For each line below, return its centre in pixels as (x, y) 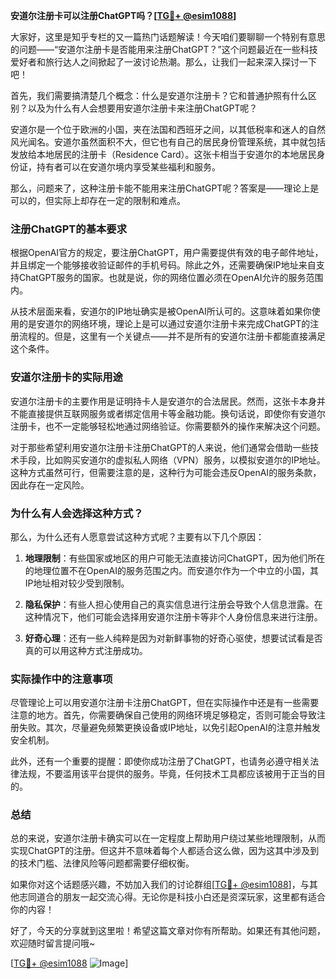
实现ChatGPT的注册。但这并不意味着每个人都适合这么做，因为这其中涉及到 (165, 851)
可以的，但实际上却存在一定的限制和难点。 (98, 200)
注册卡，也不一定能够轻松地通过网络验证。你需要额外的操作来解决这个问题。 (168, 426)
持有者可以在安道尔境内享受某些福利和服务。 (128, 167)
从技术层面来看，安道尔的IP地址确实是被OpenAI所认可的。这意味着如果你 (161, 311)
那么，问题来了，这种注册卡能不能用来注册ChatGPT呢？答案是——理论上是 (165, 188)
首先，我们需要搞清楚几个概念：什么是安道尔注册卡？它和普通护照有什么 (159, 95)
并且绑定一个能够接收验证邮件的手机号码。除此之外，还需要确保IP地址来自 (163, 265)
